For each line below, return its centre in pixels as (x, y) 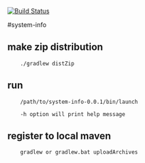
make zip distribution (55, 47)
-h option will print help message (73, 114)
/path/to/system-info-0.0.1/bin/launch (79, 102)
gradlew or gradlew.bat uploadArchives (79, 152)
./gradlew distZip (47, 63)
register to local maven (59, 136)
